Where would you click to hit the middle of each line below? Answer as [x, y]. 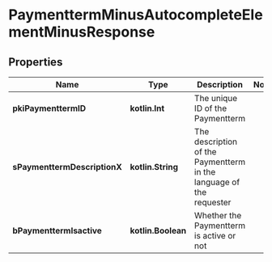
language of [217, 182]
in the [205, 172]
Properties [36, 62]
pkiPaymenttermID [49, 108]
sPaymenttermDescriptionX [68, 167]
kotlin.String [154, 167]
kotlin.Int [147, 108]
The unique [216, 98]
